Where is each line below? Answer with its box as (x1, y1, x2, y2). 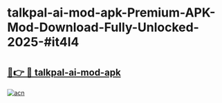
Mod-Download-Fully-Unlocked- (7, 19, 199, 35)
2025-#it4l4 (7, 35, 80, 50)
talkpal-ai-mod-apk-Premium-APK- (7, 5, 216, 21)
